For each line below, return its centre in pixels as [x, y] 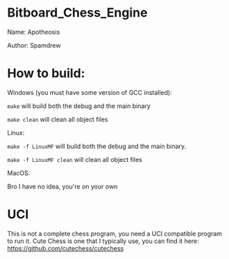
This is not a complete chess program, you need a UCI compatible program [114, 233]
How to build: [46, 73]
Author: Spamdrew [34, 45]
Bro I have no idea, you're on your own [62, 186]
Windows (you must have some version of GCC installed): [90, 92]
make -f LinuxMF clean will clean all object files [75, 159]
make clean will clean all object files [58, 119]
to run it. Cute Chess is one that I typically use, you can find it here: [103, 241]
